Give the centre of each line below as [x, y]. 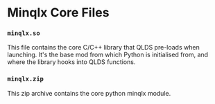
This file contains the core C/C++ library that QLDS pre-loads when [103, 48]
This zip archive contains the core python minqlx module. [89, 93]
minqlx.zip [25, 79]
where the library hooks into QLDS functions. [71, 62]
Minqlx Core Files [58, 13]
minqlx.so [24, 33]
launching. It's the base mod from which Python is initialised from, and [108, 55]
